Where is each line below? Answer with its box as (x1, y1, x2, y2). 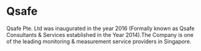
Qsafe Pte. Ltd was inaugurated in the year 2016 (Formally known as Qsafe (6, 25, 195, 32)
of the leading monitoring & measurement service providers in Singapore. (6, 37, 192, 45)
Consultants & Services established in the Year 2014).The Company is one (6, 31, 194, 38)
